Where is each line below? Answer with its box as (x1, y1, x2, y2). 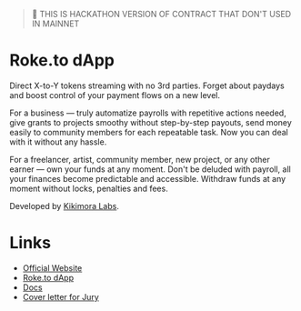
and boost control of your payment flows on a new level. (9, 89, 221, 100)
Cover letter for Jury (22, 291, 100, 302)
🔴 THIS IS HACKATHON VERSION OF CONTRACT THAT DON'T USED (31, 9, 292, 19)
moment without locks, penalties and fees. (9, 183, 168, 194)
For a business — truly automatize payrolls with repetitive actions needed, (9, 107, 286, 118)
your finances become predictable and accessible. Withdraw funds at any (9, 173, 286, 184)
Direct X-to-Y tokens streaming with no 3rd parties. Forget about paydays (9, 80, 285, 91)
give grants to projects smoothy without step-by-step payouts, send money (9, 116, 293, 127)
